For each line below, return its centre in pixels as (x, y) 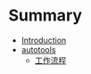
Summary (45, 16)
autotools (38, 49)
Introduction (44, 40)
